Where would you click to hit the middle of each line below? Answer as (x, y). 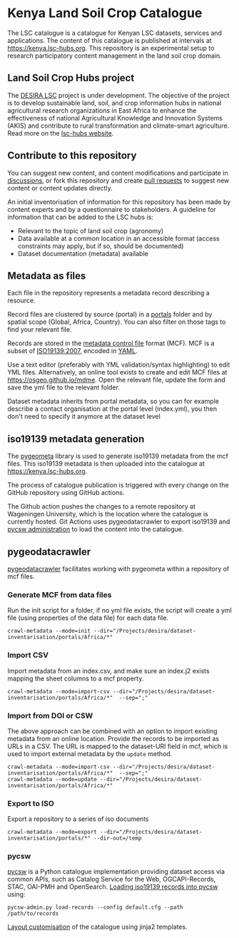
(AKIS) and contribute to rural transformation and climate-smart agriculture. (118, 126)
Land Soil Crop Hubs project (71, 78)
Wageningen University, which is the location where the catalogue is (108, 514)
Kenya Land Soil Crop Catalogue (105, 13)
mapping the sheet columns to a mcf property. (76, 678)
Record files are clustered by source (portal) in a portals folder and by (110, 315)
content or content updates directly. (60, 188)
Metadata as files (47, 276)
